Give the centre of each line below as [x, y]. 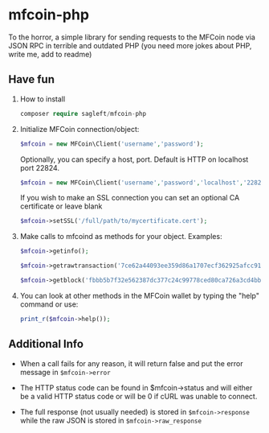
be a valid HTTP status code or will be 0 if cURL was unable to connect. [139, 396]
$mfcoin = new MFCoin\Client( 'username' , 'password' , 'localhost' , [131, 183]
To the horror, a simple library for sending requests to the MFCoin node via [132, 37]
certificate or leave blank [61, 206]
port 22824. [40, 167]
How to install [43, 99]
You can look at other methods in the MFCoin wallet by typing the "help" [139, 295]
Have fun [31, 79]
